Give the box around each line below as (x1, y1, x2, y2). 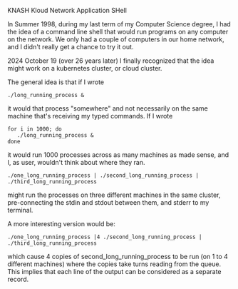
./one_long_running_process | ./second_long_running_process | (7, 172, 200, 179)
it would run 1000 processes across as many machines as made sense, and (7, 151, 229, 159)
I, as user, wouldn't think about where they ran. (7, 158, 145, 166)
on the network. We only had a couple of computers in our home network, (7, 35, 224, 44)
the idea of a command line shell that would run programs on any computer (7, 28, 229, 36)
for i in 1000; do (7, 126, 62, 133)
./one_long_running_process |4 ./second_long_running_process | (7, 233, 202, 240)
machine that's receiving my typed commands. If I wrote (7, 112, 173, 120)
